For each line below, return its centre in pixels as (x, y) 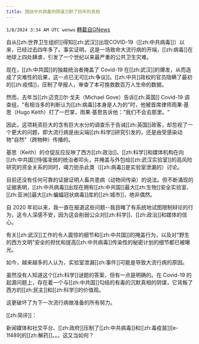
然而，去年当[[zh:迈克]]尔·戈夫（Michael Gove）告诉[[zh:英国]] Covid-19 (94, 97)
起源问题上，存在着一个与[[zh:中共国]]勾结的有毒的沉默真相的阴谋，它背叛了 (99, 282)
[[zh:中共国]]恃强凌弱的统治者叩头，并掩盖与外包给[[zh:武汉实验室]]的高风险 (99, 160)
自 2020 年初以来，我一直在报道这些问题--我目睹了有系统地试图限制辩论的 (97, 207)
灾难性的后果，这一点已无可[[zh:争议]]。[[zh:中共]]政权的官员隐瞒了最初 (104, 77)
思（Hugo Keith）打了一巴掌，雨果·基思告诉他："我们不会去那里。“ (88, 112)
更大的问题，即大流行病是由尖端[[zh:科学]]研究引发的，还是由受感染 (94, 132)
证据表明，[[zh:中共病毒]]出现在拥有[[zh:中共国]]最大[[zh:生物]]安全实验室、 (99, 187)
